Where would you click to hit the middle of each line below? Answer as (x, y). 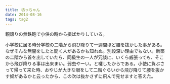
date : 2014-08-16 (24, 15)
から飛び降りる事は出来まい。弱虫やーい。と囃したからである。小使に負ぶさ (85, 64)
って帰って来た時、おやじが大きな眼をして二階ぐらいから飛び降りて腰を (80, 70)
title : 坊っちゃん (23, 10)
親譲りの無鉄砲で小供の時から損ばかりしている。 (56, 34)
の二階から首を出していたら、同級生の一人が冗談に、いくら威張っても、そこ (85, 57)
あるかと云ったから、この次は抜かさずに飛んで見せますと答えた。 (87, 76)
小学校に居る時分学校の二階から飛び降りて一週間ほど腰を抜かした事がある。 (85, 45)
